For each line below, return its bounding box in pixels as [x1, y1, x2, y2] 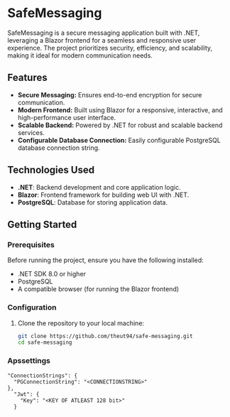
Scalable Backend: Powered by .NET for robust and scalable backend [17, 121, 223, 129]
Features [7, 72, 48, 84]
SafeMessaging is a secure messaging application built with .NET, [7, 28, 200, 37]
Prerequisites [7, 239, 55, 249]
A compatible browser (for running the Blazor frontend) [17, 285, 180, 293]
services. [17, 128, 45, 136]
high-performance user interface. [17, 113, 116, 121]
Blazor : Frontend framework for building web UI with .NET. [17, 190, 190, 199]
